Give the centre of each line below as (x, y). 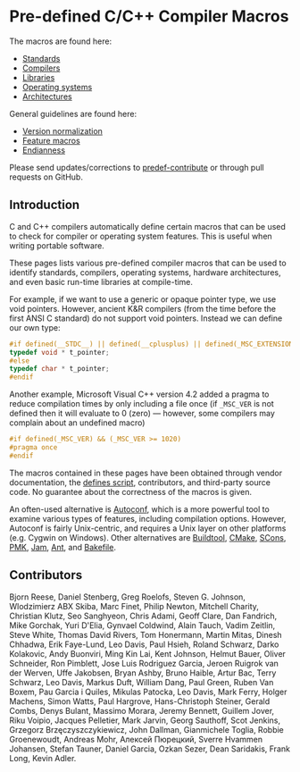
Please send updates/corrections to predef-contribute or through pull (137, 167)
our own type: (35, 327)
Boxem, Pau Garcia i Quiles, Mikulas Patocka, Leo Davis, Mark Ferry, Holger (148, 692)
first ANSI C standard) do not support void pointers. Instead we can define (146, 318)
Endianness (43, 150)
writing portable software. (57, 245)
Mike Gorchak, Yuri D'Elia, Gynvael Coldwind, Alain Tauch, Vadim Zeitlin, (142, 625)
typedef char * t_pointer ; (59, 369)
